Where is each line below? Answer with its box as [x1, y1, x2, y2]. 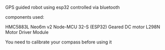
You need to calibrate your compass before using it [5, 39, 112, 45]
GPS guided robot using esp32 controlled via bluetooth [5, 5, 120, 10]
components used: [5, 14, 45, 20]
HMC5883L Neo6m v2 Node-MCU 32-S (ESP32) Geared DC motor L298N [5, 24, 160, 30]
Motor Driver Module [5, 29, 49, 35]
